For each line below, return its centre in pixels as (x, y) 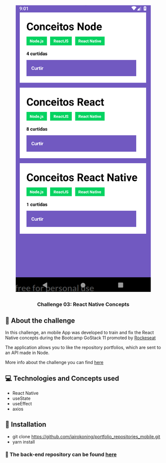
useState (21, 398)
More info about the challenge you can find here (54, 362)
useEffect (22, 403)
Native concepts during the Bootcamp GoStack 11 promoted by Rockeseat (81, 338)
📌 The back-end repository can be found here (61, 455)
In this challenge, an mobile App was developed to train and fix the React (80, 332)
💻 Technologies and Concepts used (62, 379)
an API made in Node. (27, 353)
